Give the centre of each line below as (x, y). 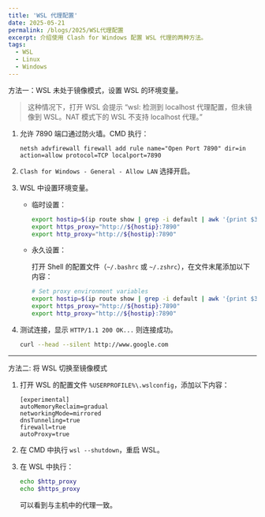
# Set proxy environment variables (90, 292)
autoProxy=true (45, 434)
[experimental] (45, 400)
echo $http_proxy (48, 482)
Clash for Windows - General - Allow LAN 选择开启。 (107, 171)
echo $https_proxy (50, 489)
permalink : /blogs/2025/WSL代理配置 (66, 30)
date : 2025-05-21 (37, 23)
